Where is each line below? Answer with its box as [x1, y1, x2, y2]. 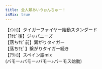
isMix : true [5, 12, 30, 17]
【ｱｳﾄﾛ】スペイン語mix [5, 51, 52, 58]
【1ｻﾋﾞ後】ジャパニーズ [5, 33, 53, 39]
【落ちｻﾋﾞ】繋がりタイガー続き [5, 45, 69, 51]
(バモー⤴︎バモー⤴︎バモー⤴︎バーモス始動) [5, 58, 82, 64]
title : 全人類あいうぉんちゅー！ [5, 7, 66, 13]
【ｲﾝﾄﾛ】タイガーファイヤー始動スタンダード [5, 26, 97, 33]
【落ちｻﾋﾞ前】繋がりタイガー [5, 39, 65, 45]
